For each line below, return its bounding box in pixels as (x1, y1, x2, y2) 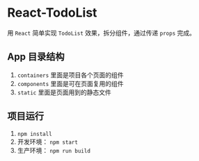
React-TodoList (7, 5, 97, 21)
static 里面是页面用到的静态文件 (17, 88, 111, 96)
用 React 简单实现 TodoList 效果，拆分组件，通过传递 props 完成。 (7, 28, 196, 37)
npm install (17, 130, 52, 137)
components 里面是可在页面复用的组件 (17, 79, 124, 87)
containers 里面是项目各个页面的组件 (17, 71, 124, 79)
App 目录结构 (7, 51, 65, 63)
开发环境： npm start (17, 137, 79, 146)
